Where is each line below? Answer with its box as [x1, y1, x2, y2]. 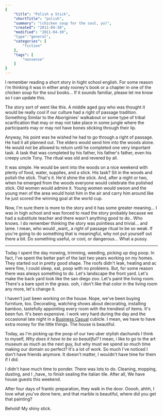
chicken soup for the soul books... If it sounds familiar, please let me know [5, 90, 153, 95]
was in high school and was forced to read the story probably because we [5, 210, 153, 216]
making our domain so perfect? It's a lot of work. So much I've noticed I [5, 346, 148, 352]
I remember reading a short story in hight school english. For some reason [5, 79, 153, 85]
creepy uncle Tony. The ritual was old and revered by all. [5, 155, 118, 161]
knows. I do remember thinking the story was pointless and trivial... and [5, 220, 148, 226]
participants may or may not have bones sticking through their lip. [5, 125, 137, 130]
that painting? [5, 396, 33, 402]
